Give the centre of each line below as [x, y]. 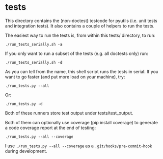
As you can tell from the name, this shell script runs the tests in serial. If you [82, 71]
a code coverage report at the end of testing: [51, 128]
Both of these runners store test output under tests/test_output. [69, 113]
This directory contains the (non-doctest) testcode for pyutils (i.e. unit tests [81, 21]
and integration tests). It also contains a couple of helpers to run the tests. [80, 26]
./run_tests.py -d [24, 104]
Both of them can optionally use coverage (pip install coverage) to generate [81, 122]
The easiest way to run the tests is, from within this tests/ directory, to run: [80, 35]
